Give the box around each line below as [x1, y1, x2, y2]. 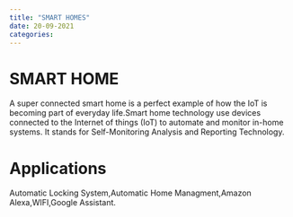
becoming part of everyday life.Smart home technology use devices [9, 108, 262, 118]
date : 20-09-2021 [9, 22, 75, 30]
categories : [9, 30, 54, 39]
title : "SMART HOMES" [9, 13, 91, 22]
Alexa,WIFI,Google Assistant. [9, 197, 117, 208]
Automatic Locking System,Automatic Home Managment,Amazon [9, 187, 252, 198]
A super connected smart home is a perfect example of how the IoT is [9, 98, 268, 108]
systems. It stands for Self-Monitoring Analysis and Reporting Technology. [9, 126, 285, 137]
